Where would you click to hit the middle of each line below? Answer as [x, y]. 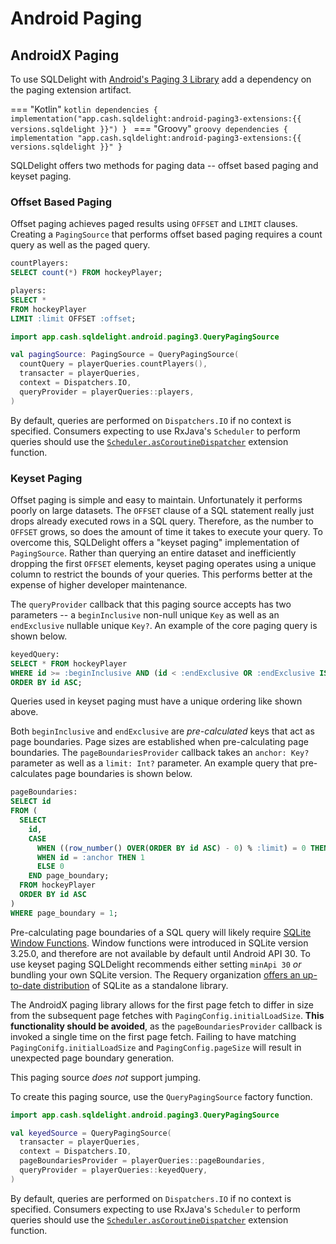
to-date [26, 985]
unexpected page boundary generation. [92, 1058]
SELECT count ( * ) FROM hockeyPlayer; [86, 273]
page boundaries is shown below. [123, 774]
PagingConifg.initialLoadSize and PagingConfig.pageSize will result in [156, 1047]
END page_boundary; [69, 876]
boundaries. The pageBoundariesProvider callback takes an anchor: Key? [160, 753]
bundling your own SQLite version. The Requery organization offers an [155, 974]
